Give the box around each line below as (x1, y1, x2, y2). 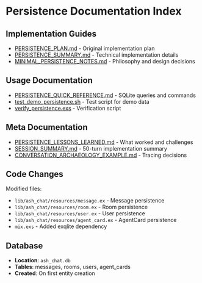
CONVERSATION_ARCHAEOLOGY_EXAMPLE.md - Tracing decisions (14, 151, 187, 159)
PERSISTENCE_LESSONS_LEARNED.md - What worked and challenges (14, 138, 193, 146)
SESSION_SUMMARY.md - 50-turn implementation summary (14, 145, 167, 152)
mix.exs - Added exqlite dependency (14, 223, 107, 230)
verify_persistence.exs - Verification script (14, 104, 121, 112)
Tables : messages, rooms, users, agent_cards (14, 263, 131, 271)
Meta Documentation (5, 122, 88, 132)
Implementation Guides (5, 29, 97, 39)
